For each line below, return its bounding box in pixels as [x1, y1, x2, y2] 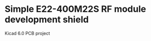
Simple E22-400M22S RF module [4, 3, 146, 15]
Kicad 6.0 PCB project [4, 30, 50, 36]
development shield [4, 14, 89, 25]
